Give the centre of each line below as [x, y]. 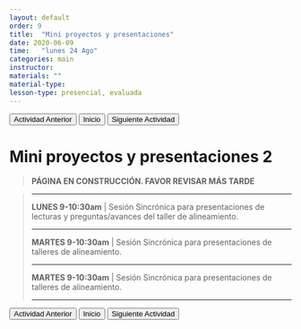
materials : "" [36, 76]
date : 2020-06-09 [42, 43]
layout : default [39, 17]
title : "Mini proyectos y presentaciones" [92, 34]
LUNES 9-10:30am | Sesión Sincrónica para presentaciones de [148, 207]
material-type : [38, 84]
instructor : [31, 68]
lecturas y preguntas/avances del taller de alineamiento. [135, 217]
